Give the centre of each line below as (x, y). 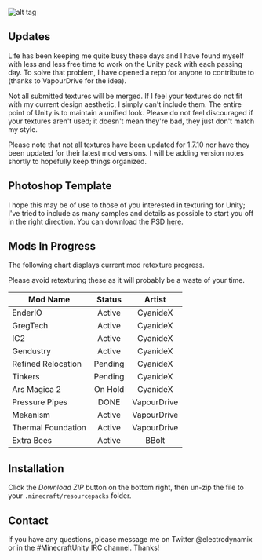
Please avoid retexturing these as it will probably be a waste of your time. (127, 280)
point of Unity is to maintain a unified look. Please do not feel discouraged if (131, 112)
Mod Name (49, 300)
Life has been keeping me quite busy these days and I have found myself (126, 56)
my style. (23, 129)
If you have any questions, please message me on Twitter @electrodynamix (130, 540)
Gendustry (31, 351)
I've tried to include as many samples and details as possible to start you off (131, 213)
